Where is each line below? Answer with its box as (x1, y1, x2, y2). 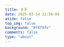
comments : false (5, 30, 38, 35)
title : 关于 (5, 7, 28, 12)
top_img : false (5, 21, 36, 26)
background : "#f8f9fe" (5, 25, 51, 30)
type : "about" (5, 35, 34, 40)
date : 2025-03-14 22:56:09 (5, 12, 60, 17)
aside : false (5, 16, 32, 21)
